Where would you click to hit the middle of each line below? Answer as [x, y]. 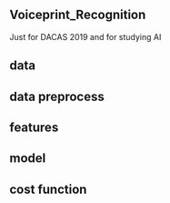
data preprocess [57, 96]
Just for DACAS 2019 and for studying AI [85, 36]
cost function [48, 189]
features [34, 127]
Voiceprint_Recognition [78, 15]
